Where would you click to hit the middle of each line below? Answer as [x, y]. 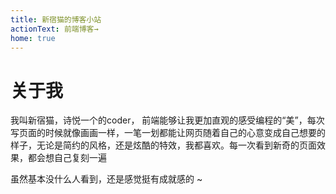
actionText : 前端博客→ [54, 29]
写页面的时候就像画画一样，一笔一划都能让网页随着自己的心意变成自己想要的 [168, 133]
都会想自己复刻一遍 [67, 158]
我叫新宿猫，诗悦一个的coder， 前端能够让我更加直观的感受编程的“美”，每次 [167, 120]
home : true [33, 38]
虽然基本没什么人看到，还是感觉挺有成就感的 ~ [106, 179]
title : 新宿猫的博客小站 [56, 19]
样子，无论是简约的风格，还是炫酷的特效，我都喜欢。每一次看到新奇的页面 [163, 145]
